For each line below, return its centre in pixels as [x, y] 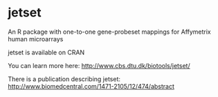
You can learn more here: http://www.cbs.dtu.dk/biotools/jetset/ [99, 65]
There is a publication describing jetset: [64, 79]
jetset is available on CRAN [46, 52]
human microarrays [36, 39]
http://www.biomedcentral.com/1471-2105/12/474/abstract [91, 86]
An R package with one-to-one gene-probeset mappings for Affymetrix [110, 32]
